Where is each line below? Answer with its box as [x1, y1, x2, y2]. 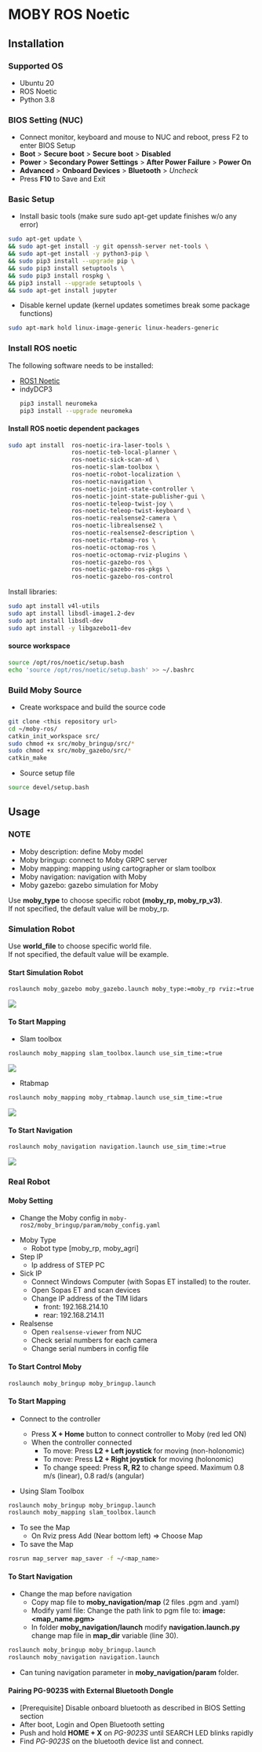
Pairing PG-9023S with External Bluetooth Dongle [8, 1685, 174, 1695]
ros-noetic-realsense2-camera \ [71, 514, 177, 522]
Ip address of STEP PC [31, 1261, 105, 1270]
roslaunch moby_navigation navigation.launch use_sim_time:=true [8, 1143, 226, 1151]
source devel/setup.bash [8, 784, 89, 792]
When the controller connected [31, 1437, 133, 1447]
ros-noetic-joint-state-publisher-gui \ [71, 492, 206, 500]
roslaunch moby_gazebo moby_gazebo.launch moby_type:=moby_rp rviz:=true [8, 985, 255, 993]
